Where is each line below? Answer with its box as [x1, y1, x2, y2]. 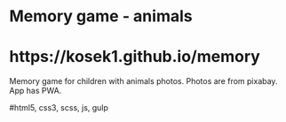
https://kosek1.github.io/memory [9, 47, 260, 67]
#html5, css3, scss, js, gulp [9, 103, 109, 113]
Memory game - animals [9, 6, 193, 27]
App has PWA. [9, 86, 62, 96]
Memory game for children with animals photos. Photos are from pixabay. [9, 76, 278, 87]
